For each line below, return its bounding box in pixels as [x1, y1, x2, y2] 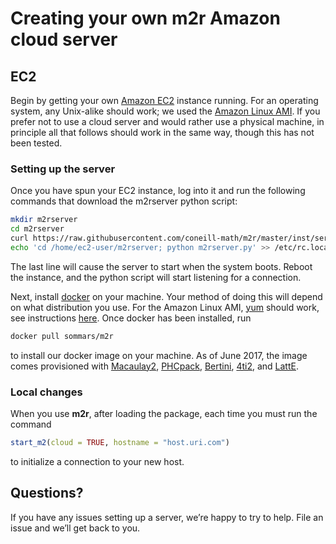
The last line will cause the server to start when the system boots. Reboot [10, 260, 313, 272]
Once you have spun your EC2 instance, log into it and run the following [10, 185, 306, 197]
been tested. [10, 137, 63, 149]
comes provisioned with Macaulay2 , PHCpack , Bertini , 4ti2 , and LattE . [10, 360, 299, 372]
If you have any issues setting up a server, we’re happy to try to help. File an [10, 511, 324, 523]
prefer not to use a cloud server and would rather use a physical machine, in [10, 116, 325, 127]
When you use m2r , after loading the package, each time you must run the [10, 407, 318, 419]
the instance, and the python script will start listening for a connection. [10, 271, 302, 283]
